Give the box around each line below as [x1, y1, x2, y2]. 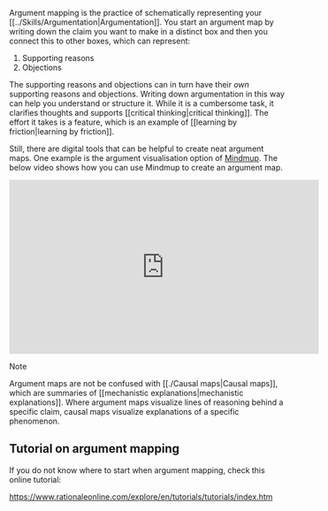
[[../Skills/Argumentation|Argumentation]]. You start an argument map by [9, 17, 274, 27]
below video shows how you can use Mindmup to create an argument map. [9, 163, 283, 172]
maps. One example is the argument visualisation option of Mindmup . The [9, 153, 278, 163]
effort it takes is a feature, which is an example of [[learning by [9, 117, 237, 127]
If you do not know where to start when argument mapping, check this [9, 464, 265, 476]
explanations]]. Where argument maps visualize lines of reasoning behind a [9, 397, 284, 408]
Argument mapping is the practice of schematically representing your [9, 8, 263, 18]
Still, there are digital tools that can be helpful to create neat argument [9, 143, 264, 154]
